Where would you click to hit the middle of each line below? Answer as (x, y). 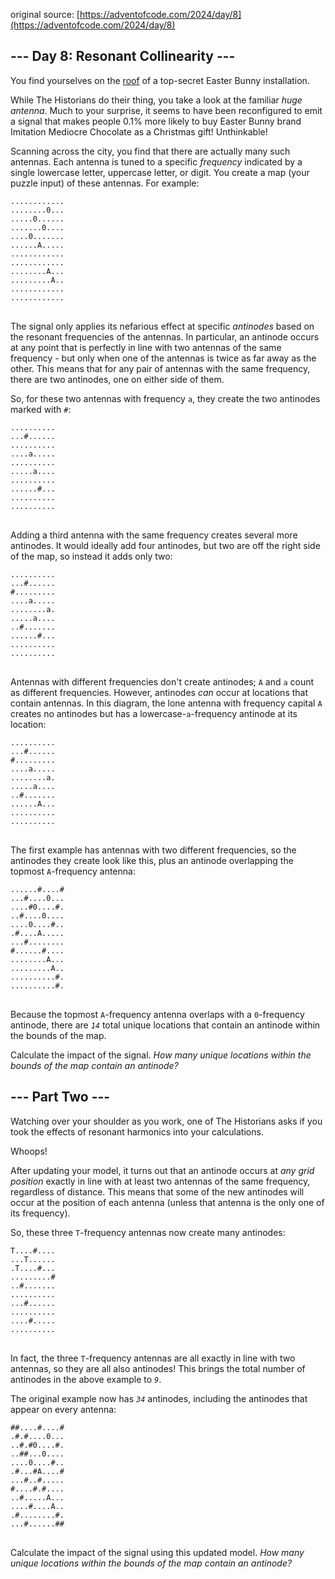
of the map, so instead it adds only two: (91, 556)
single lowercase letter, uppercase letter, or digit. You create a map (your (160, 172)
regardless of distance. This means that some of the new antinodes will (157, 1191)
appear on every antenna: (63, 1409)
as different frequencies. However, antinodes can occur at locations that (159, 692)
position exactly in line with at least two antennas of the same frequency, (160, 1181)
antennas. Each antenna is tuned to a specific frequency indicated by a (156, 161)
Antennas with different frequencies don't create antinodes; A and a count (162, 681)
